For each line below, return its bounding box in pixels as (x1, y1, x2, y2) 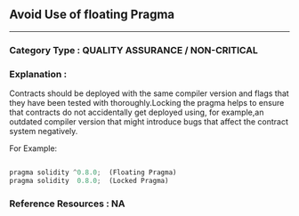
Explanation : (9, 68, 68, 80)
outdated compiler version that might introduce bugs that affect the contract (9, 116, 289, 127)
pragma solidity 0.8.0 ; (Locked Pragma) (9, 176, 169, 185)
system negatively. (9, 126, 78, 137)
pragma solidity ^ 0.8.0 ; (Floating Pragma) (9, 168, 177, 177)
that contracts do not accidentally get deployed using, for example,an (9, 107, 264, 118)
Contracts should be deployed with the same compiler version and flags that (9, 88, 289, 99)
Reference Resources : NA (9, 197, 126, 210)
